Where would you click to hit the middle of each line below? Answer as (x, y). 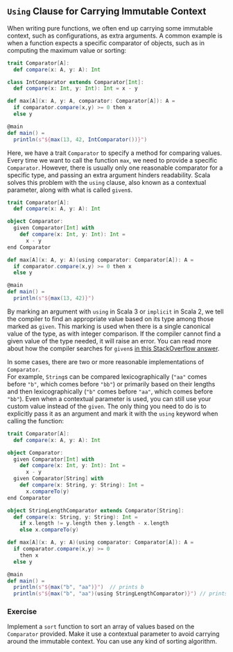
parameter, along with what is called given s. (70, 190)
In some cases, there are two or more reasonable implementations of (106, 361)
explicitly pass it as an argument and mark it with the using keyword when (113, 414)
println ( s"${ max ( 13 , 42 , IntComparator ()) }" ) (80, 139)
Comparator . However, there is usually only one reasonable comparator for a (115, 168)
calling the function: (36, 421)
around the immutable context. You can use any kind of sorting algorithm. (112, 642)
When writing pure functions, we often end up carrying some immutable (110, 28)
